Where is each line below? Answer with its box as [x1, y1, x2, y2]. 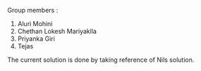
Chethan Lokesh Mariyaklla [17, 27, 97, 35]
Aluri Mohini [17, 20, 53, 27]
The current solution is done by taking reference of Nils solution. [7, 56, 195, 64]
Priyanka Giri [17, 34, 55, 43]
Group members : [7, 6, 59, 14]
